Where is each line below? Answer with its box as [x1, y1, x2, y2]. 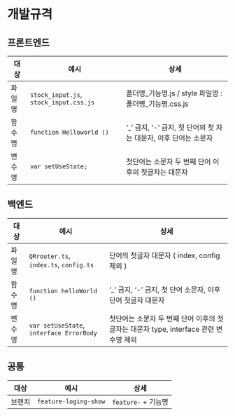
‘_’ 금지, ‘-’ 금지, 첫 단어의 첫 [125, 123, 215, 132]
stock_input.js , [30, 90, 83, 99]
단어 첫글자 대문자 [109, 295, 165, 305]
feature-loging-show [37, 397, 106, 405]
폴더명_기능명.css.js [125, 99, 189, 109]
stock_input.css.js [30, 99, 95, 106]
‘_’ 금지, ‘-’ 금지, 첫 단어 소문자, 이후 [109, 285, 221, 295]
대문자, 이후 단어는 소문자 [134, 133, 213, 142]
